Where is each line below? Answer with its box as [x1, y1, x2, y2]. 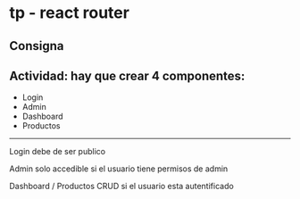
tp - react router [9, 3, 129, 23]
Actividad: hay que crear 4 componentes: [9, 68, 246, 83]
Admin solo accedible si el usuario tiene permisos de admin [9, 163, 229, 174]
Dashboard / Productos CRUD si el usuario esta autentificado [9, 181, 234, 192]
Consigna [9, 38, 64, 54]
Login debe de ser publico [9, 146, 105, 157]
